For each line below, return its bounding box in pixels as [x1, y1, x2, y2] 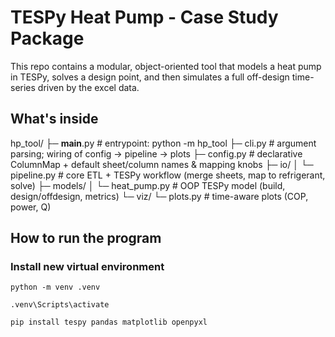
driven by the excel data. [37, 81, 140, 93]
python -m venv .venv [10, 282, 101, 293]
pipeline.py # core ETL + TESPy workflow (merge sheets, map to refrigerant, [10, 169, 326, 181]
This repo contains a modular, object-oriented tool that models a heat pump [10, 60, 322, 72]
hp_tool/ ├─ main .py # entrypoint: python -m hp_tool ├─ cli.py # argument [10, 137, 317, 149]
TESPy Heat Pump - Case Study [10, 6, 279, 29]
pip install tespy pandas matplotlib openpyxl [10, 317, 208, 328]
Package [10, 27, 85, 50]
